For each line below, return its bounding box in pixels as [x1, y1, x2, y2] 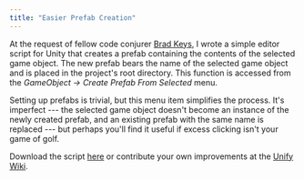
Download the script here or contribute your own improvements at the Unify [9, 151, 294, 162]
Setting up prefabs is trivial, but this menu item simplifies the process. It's [9, 95, 285, 105]
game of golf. [9, 133, 60, 144]
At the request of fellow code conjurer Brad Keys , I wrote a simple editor [9, 38, 280, 49]
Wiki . [9, 160, 29, 171]
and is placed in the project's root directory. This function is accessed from [9, 67, 291, 78]
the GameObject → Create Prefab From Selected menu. [9, 76, 218, 87]
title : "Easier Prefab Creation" [9, 13, 137, 23]
